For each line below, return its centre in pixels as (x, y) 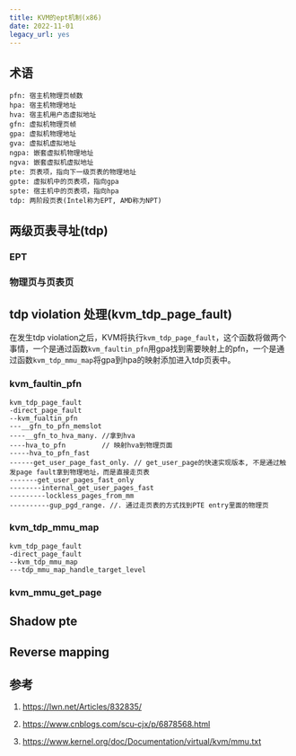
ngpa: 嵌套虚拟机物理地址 (52, 154)
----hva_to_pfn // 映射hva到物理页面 (91, 445)
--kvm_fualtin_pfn (44, 418)
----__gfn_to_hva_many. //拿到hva (73, 435)
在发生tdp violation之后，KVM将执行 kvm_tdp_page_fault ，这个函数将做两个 (148, 338)
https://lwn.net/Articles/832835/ (82, 707)
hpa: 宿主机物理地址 (43, 105)
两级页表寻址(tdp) (59, 230)
